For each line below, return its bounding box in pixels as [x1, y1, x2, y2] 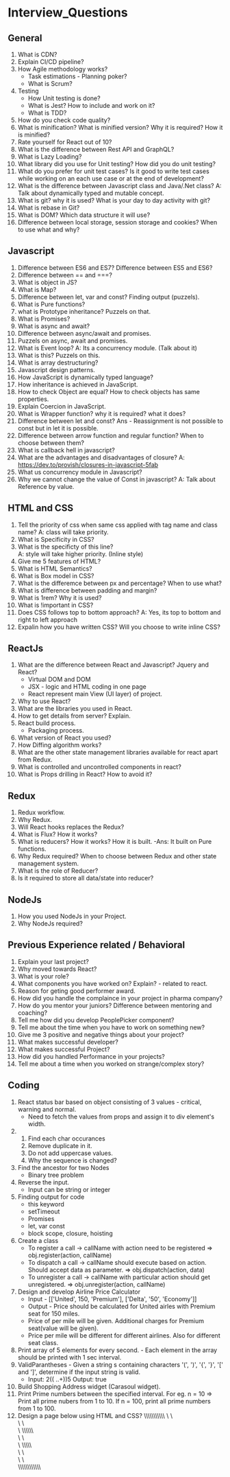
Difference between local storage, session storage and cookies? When [17, 218, 218, 226]
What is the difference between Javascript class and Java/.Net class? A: [17, 182, 222, 190]
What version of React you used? [17, 733, 112, 742]
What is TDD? [27, 108, 67, 117]
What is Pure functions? [17, 300, 86, 308]
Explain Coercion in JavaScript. [17, 402, 106, 410]
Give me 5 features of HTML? [17, 557, 101, 565]
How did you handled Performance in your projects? [17, 1052, 165, 1060]
